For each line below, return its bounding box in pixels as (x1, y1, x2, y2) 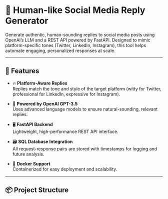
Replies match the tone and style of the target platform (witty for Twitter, (12, 85, 161, 91)
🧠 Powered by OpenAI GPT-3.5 (12, 100, 78, 106)
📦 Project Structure (5, 186, 69, 194)
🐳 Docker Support (12, 160, 51, 166)
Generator (5, 15, 48, 26)
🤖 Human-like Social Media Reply (5, 4, 145, 16)
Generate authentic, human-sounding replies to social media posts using (5, 31, 155, 37)
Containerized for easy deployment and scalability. (12, 166, 117, 172)
